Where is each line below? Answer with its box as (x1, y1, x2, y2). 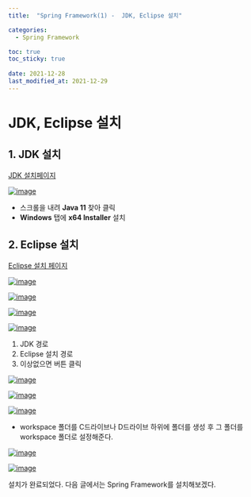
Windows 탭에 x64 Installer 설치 (19, 212, 126, 222)
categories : (8, 25, 48, 34)
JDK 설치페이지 (8, 170, 56, 179)
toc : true (8, 48, 41, 56)
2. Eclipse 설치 (8, 238, 79, 252)
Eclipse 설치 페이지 (8, 260, 68, 270)
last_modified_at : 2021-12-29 (8, 77, 108, 85)
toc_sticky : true (8, 55, 66, 64)
